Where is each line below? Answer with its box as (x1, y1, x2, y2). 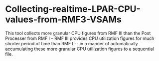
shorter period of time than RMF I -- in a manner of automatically (5, 40, 138, 46)
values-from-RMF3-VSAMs (5, 14, 122, 25)
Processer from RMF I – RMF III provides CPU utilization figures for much (5, 35, 155, 41)
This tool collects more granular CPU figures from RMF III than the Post (5, 30, 151, 36)
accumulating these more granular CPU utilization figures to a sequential (5, 46, 155, 52)
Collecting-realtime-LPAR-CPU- (5, 3, 141, 15)
